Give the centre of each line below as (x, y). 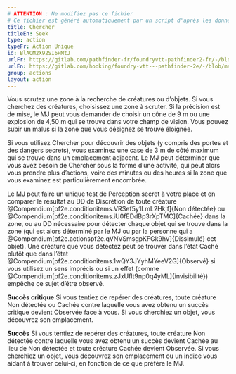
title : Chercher (31, 27)
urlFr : (17, 60)
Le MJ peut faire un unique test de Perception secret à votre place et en (111, 194)
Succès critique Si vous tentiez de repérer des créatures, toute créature (112, 297)
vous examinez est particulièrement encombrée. (77, 180)
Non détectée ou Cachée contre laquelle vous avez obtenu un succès (108, 305)
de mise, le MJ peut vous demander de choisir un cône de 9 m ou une (109, 114)
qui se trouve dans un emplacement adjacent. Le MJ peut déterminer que (113, 158)
